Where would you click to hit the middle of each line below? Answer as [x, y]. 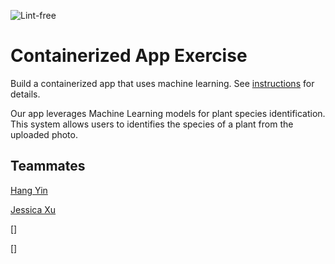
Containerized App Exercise [129, 56]
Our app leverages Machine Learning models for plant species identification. [168, 113]
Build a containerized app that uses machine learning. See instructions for [162, 83]
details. [25, 94]
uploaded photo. [44, 134]
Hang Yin [29, 190]
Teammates [48, 166]
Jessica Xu [33, 209]
